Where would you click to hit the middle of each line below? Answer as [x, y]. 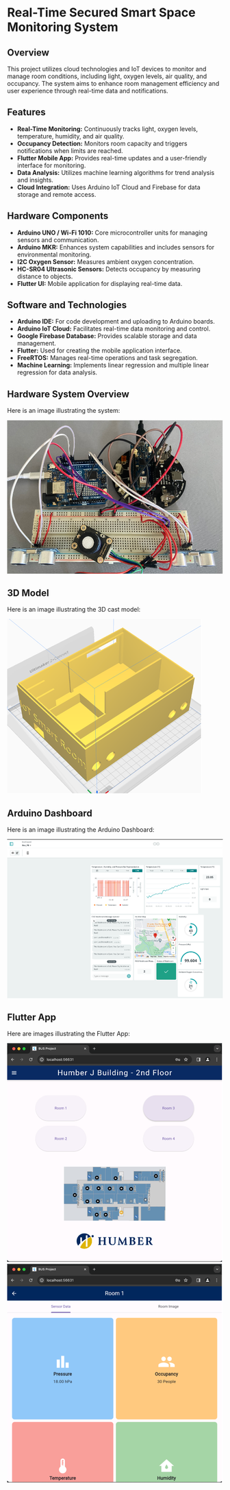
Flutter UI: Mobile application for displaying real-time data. [100, 283]
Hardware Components [58, 216]
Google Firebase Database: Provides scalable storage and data [107, 336]
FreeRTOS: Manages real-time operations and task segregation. [107, 358]
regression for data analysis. [57, 372]
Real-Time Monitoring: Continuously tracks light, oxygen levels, [107, 129]
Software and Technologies [67, 305]
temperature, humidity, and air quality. [71, 136]
